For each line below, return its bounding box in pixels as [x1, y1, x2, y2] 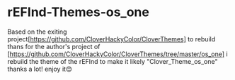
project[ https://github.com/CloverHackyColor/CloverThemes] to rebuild [7, 34, 216, 43]
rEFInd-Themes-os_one [7, 4, 150, 20]
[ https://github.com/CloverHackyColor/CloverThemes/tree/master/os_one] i [7, 50, 228, 58]
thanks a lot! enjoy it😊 [7, 65, 73, 73]
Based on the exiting [7, 27, 67, 36]
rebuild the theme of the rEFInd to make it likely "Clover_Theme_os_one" [7, 57, 218, 65]
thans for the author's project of [7, 42, 101, 51]
